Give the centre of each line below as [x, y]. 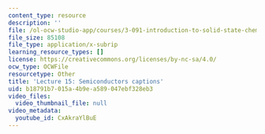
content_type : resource [47, 15]
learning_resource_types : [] [56, 52]
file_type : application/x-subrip [63, 45]
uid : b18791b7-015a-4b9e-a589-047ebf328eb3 [81, 89]
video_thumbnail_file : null [62, 103]
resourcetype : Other [42, 74]
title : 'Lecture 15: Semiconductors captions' [86, 81]
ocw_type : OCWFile [38, 67]
